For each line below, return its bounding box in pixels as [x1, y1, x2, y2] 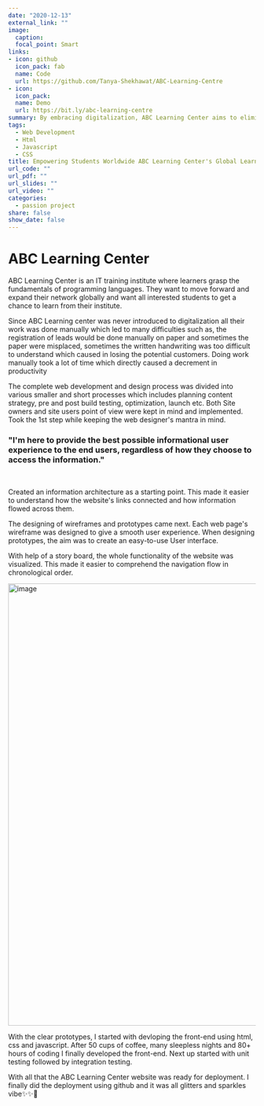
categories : [8, 194, 47, 202]
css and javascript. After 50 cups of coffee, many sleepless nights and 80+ [8, 1041, 251, 1050]
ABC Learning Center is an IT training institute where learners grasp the [8, 276, 240, 285]
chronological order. [8, 568, 74, 578]
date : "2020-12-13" [8, 11, 72, 20]
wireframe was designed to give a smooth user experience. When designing [8, 527, 255, 537]
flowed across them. [8, 504, 75, 513]
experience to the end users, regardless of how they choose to [8, 444, 252, 455]
